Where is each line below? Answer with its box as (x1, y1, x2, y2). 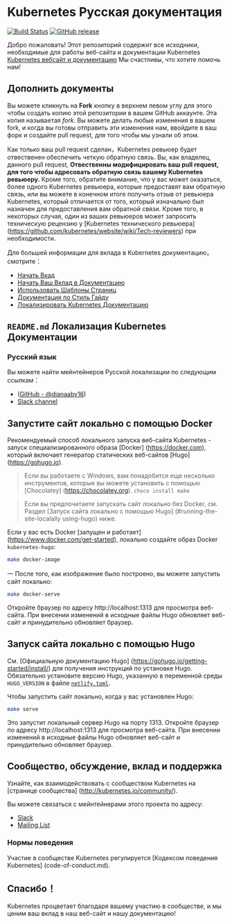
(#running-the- (175, 507, 218, 516)
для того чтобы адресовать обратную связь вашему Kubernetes (7, 167, 203, 176)
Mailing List (17, 821, 51, 829)
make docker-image (7, 556, 60, 563)
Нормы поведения (7, 838, 74, 848)
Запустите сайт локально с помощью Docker (7, 417, 213, 429)
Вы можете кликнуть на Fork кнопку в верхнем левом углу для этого (7, 101, 213, 110)
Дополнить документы (7, 83, 114, 94)
